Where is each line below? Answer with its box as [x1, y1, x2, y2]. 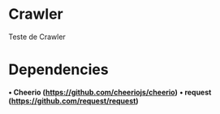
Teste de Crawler [8, 32, 67, 42]
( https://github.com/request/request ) [8, 95, 140, 106]
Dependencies [8, 60, 109, 79]
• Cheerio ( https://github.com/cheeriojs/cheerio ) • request [8, 87, 212, 97]
